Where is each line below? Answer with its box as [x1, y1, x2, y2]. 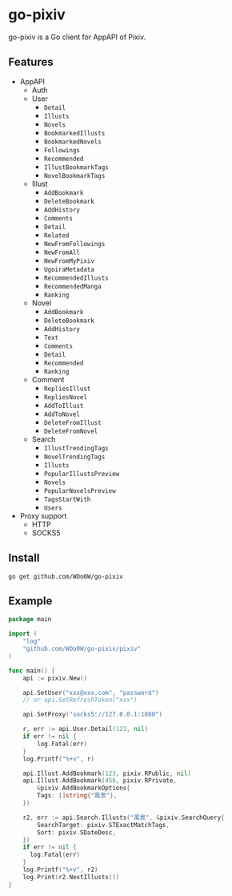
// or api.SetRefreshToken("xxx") [22, 696, 138, 704]
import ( [8, 630, 38, 638]
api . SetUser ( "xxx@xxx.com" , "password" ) [22, 688, 159, 696]
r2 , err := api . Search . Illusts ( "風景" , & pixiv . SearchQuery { [22, 813, 225, 821]
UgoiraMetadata [43, 265, 94, 273]
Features [8, 55, 54, 69]
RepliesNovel [43, 393, 88, 402]
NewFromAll [43, 248, 80, 256]
